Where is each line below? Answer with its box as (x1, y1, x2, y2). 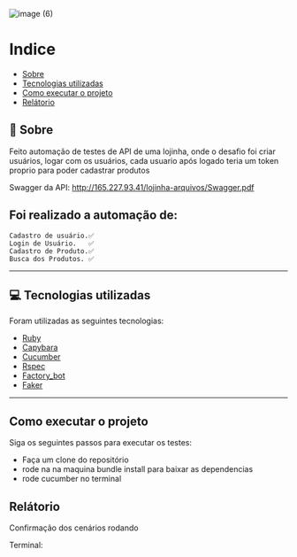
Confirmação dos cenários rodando (9, 522, 139, 533)
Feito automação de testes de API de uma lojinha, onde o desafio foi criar (9, 146, 276, 157)
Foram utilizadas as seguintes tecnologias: (9, 315, 164, 327)
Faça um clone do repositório (21, 454, 130, 465)
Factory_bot (21, 370, 66, 381)
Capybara (21, 342, 58, 353)
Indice (9, 40, 56, 59)
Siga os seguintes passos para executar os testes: (9, 437, 193, 448)
